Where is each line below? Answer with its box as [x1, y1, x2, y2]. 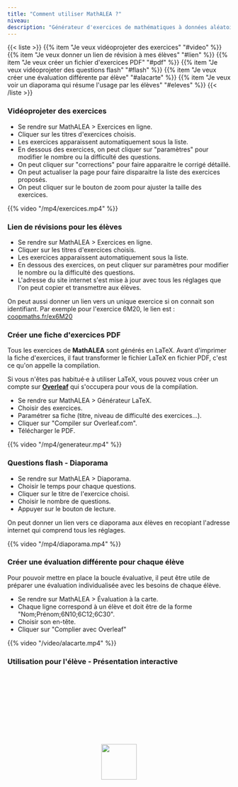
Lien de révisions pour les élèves [7, 222, 123, 232]
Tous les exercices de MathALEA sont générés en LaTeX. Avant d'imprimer [7, 346, 227, 355]
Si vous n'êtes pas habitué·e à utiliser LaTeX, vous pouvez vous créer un [7, 375, 218, 384]
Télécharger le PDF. [17, 427, 76, 435]
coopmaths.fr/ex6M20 [7, 312, 73, 321]
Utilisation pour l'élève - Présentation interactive [7, 656, 178, 666]
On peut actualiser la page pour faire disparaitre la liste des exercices [17, 168, 221, 176]
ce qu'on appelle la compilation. [7, 361, 101, 370]
